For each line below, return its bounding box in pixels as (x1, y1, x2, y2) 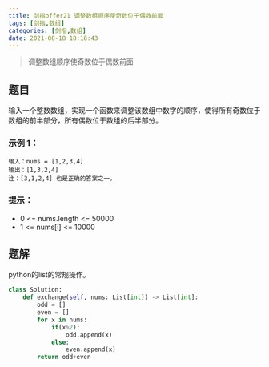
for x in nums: (37, 316, 88, 324)
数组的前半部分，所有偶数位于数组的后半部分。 (8, 115, 163, 125)
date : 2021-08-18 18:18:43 (8, 34, 98, 42)
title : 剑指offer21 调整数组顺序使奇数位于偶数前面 (8, 11, 164, 20)
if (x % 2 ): (50, 323, 81, 331)
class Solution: (8, 286, 62, 294)
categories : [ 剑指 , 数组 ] (8, 26, 86, 34)
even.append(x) (65, 345, 116, 353)
